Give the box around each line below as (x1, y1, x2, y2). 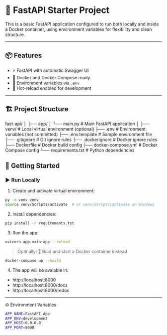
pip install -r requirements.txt (5, 221, 75, 226)
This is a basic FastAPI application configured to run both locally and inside (5, 21, 159, 27)
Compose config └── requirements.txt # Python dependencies (5, 147, 135, 153)
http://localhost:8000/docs (12, 282, 68, 288)
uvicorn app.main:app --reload (5, 239, 70, 244)
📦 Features (5, 51, 42, 60)
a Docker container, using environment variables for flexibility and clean (5, 26, 153, 32)
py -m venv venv (5, 197, 39, 202)
